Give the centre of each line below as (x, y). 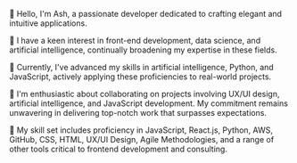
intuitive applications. (48, 23)
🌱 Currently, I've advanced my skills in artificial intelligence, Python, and (141, 67)
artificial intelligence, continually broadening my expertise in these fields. (144, 50)
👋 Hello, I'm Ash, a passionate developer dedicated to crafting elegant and (146, 14)
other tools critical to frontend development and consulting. (118, 149)
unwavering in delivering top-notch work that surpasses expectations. (138, 113)
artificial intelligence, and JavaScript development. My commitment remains (148, 103)
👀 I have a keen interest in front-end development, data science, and (135, 41)
